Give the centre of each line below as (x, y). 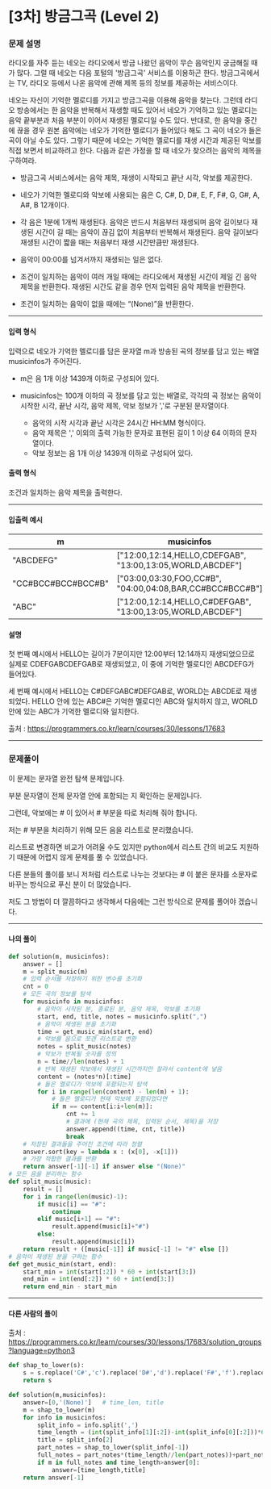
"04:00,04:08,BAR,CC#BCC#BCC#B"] (190, 588)
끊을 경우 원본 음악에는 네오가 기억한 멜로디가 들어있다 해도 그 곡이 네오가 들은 (139, 131)
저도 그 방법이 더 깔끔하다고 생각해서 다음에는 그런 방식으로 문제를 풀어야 (122, 901)
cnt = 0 (35, 987)
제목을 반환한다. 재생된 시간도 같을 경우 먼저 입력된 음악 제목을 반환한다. (133, 287)
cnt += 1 (80, 1115)
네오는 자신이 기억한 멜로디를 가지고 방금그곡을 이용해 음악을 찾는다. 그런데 (126, 100)
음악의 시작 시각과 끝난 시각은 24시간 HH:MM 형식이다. (119, 422)
